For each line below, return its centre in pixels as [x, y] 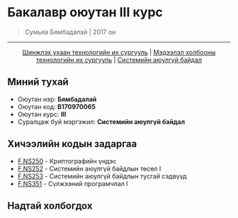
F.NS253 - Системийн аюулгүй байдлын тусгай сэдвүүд [102, 176]
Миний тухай [38, 82]
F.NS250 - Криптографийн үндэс [67, 161]
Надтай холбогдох [50, 206]
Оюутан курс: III [42, 114]
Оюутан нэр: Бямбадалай [57, 99]
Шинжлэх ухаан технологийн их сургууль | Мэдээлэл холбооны [119, 52]
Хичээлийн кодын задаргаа [72, 144]
